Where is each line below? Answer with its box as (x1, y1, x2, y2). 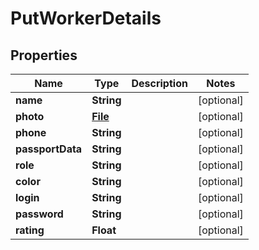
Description (131, 77, 188, 90)
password (15, 207, 64, 221)
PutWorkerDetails (10, 7, 162, 30)
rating (15, 223, 45, 237)
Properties (10, 47, 78, 64)
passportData (15, 142, 83, 156)
